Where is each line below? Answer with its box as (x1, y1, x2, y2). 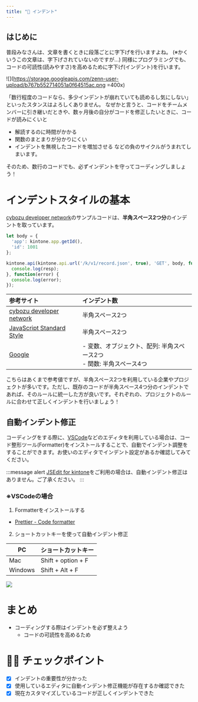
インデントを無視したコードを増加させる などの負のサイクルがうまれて (14, 143, 187, 151)
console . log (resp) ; (11, 266, 60, 272)
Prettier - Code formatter (14, 518, 75, 525)
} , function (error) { (6, 271, 60, 277)
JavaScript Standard (9, 324, 66, 332)
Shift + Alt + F (40, 566, 78, 574)
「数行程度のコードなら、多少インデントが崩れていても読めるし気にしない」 (6, 94, 192, 101)
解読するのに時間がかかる (14, 128, 77, 136)
